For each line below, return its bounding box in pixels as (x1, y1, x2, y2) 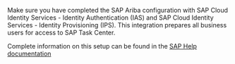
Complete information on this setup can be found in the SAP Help (7, 42, 198, 50)
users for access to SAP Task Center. (7, 28, 116, 37)
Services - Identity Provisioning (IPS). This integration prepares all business (7, 21, 227, 29)
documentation (7, 49, 52, 58)
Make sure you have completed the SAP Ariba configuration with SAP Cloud (7, 6, 228, 14)
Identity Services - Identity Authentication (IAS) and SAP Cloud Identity (7, 13, 214, 22)
